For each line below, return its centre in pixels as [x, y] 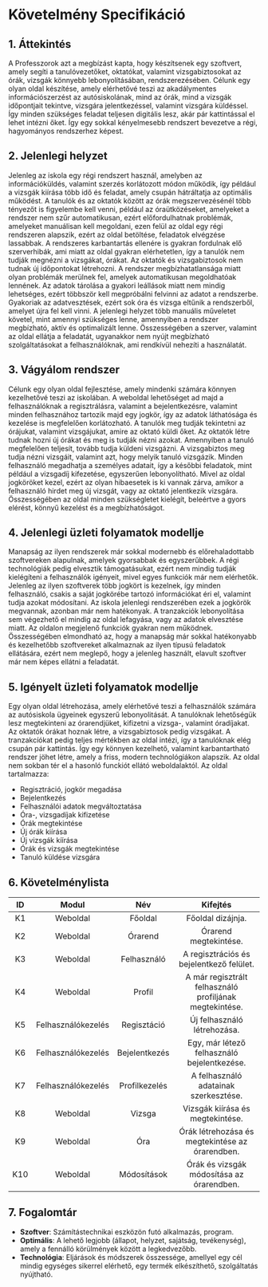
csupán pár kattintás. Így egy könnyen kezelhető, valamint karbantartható [129, 749]
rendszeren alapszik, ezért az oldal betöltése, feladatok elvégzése [117, 234]
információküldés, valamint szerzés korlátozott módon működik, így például [132, 183]
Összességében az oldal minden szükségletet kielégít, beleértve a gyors [127, 499]
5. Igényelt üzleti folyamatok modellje [103, 687]
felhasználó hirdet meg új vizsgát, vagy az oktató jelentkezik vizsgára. [123, 490]
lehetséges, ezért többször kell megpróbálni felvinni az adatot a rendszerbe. [133, 293]
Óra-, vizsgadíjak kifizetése [65, 815]
